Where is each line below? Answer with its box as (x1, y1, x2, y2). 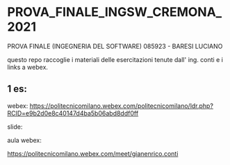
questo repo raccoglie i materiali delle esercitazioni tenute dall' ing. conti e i (7, 55, 224, 63)
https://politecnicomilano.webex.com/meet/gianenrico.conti (7, 149, 179, 157)
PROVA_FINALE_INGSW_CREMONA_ (7, 4, 222, 20)
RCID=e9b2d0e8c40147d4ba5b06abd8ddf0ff (7, 109, 139, 117)
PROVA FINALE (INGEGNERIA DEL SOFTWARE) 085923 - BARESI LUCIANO (7, 42, 223, 50)
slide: (7, 123, 23, 131)
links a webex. (7, 63, 49, 71)
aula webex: (7, 136, 42, 144)
